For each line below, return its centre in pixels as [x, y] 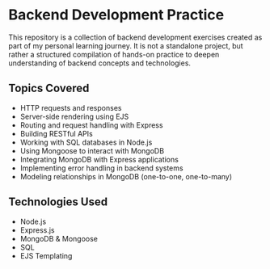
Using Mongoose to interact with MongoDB [92, 150]
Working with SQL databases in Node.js [86, 142]
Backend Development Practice [116, 15]
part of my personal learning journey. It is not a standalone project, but [126, 45]
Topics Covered [49, 88]
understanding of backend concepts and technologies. [100, 63]
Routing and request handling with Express [91, 125]
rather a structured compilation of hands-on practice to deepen [114, 54]
